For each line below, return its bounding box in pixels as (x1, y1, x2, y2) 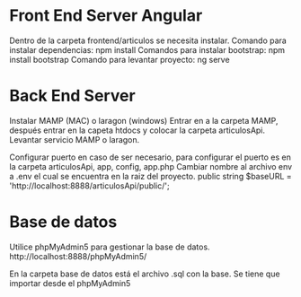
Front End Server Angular (9, 5, 203, 26)
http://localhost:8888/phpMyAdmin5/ (9, 250, 147, 261)
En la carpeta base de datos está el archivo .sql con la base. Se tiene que (9, 268, 280, 279)
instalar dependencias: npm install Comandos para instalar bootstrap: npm (9, 44, 286, 55)
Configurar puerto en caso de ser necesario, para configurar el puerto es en (9, 152, 292, 162)
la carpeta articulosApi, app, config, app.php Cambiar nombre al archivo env (9, 161, 293, 171)
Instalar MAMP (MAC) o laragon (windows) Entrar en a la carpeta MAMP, (9, 115, 279, 126)
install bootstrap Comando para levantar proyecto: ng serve (9, 54, 231, 65)
